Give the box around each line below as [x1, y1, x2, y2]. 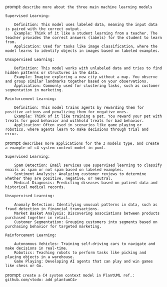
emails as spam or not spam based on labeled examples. [5, 167, 124, 172]
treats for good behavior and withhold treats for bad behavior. [5, 118, 144, 123]
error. [5, 131, 19, 136]
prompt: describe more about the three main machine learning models [5, 4, 152, 9]
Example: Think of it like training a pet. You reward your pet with [14, 114, 162, 119]
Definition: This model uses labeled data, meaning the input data [14, 22, 157, 27]
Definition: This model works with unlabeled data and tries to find [14, 66, 162, 71]
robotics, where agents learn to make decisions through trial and [5, 127, 149, 132]
